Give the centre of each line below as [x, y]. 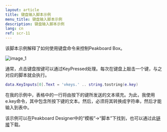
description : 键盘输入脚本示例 [35, 24]
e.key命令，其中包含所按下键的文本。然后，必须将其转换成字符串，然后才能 [83, 101]
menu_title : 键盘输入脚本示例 [34, 19]
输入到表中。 [18, 107]
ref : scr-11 [18, 33]
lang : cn [14, 29]
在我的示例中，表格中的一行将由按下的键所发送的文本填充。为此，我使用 [80, 95]
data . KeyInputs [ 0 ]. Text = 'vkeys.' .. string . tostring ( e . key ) [72, 85]
